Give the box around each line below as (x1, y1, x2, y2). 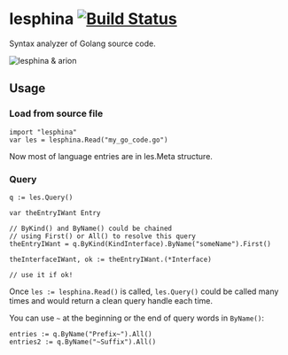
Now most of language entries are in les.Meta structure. (9, 150, 213, 161)
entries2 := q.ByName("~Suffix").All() (9, 337, 157, 346)
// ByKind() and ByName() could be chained (9, 224, 173, 233)
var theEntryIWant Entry (9, 208, 101, 217)
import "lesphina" (9, 127, 77, 136)
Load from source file (9, 107, 104, 120)
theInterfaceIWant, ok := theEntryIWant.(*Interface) (9, 255, 213, 264)
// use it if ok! (9, 270, 74, 279)
